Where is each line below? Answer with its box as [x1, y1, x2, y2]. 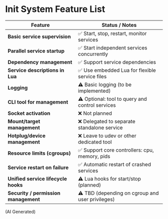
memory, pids [78, 153, 110, 160]
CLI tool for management [7, 98, 68, 105]
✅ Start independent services [78, 44, 147, 51]
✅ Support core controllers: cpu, [78, 146, 154, 153]
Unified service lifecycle [7, 175, 67, 182]
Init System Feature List [5, 3, 105, 15]
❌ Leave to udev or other [78, 132, 136, 139]
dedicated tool [78, 138, 112, 145]
